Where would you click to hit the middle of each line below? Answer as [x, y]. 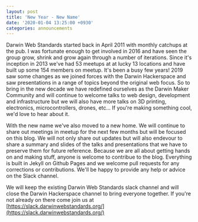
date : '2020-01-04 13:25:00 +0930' [50, 22]
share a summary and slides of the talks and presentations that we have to [97, 144]
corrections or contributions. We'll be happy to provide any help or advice [96, 170]
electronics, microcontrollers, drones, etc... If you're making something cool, [99, 108]
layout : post [22, 12]
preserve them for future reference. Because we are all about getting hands [98, 151]
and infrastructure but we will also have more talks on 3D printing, [86, 102]
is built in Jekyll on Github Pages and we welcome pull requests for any [93, 163]
